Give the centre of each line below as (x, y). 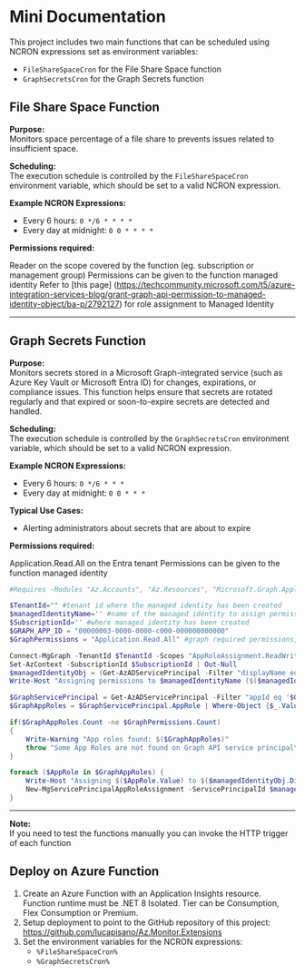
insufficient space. (44, 148)
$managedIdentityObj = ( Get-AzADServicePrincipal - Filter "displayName (148, 673)
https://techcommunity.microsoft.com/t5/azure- (206, 284)
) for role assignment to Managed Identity (197, 304)
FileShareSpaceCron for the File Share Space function (122, 69)
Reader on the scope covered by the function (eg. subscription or (132, 265)
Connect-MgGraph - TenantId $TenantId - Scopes (97, 655)
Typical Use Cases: (47, 510)
